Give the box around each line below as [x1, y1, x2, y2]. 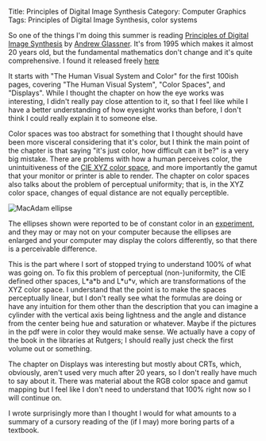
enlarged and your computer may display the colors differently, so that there [8, 236, 258, 245]
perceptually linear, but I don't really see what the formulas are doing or [8, 293, 242, 303]
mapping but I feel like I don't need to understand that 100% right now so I [8, 385, 251, 394]
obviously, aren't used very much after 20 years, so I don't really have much [8, 368, 257, 377]
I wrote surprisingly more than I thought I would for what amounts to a [8, 408, 237, 418]
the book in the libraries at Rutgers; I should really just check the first [8, 335, 234, 345]
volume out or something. [8, 344, 93, 353]
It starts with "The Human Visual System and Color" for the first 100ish [8, 72, 239, 80]
